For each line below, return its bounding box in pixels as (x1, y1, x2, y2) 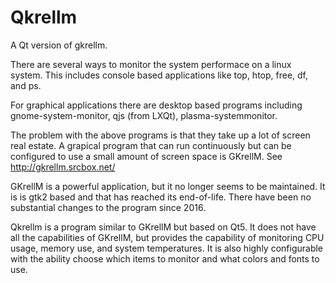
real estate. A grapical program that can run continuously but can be (10, 139, 292, 151)
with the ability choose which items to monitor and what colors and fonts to (10, 252, 320, 265)
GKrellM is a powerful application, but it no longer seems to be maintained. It (10, 180, 326, 192)
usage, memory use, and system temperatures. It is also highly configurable (10, 242, 324, 254)
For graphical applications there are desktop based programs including (10, 99, 303, 111)
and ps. (10, 79, 42, 91)
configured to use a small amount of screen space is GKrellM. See (10, 150, 283, 162)
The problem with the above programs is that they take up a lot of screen (10, 129, 311, 141)
